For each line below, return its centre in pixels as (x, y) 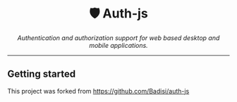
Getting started (42, 74)
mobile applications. (119, 45)
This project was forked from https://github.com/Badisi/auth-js (98, 91)
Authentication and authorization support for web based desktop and (119, 38)
